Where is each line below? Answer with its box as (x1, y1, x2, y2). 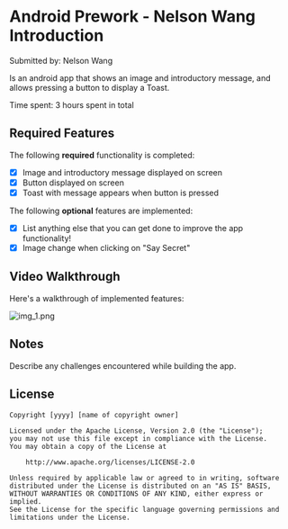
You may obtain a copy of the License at (9, 442, 167, 451)
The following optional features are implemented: (9, 205, 193, 216)
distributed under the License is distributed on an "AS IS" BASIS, (9, 481, 272, 490)
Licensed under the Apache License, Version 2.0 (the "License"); (9, 426, 264, 435)
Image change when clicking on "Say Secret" (22, 243, 191, 253)
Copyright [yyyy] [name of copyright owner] (9, 410, 179, 419)
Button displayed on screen (22, 177, 124, 188)
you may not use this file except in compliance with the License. (9, 434, 268, 443)
